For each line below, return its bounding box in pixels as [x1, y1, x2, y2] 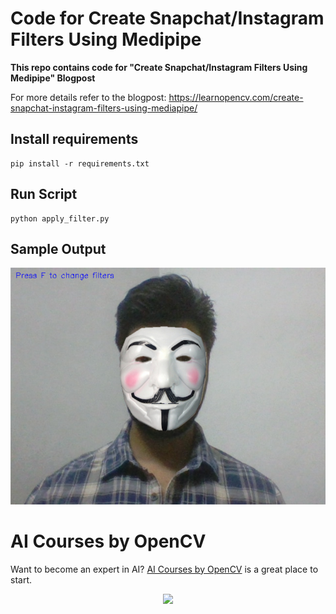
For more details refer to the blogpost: [10, 91, 167, 103]
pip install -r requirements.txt [10, 158, 150, 169]
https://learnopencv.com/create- [168, 91, 304, 103]
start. [10, 573, 33, 586]
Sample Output [10, 240, 107, 257]
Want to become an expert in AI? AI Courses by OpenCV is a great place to [10, 563, 319, 575]
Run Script [10, 186, 78, 203]
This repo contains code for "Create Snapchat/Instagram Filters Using [10, 61, 308, 73]
